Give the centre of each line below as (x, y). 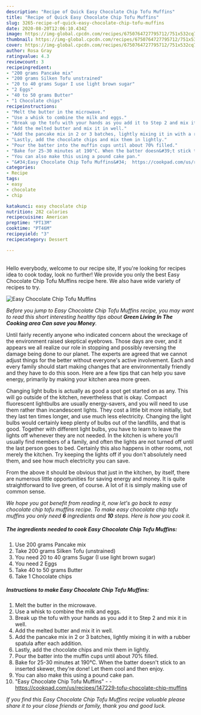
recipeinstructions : (32, 106)
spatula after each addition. (48, 643)
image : (14, 34)
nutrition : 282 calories (37, 212)
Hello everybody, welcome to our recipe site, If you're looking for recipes (96, 268)
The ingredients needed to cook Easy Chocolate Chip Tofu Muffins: (92, 530)
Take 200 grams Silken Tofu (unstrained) (65, 550)
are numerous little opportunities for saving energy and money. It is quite (96, 479)
